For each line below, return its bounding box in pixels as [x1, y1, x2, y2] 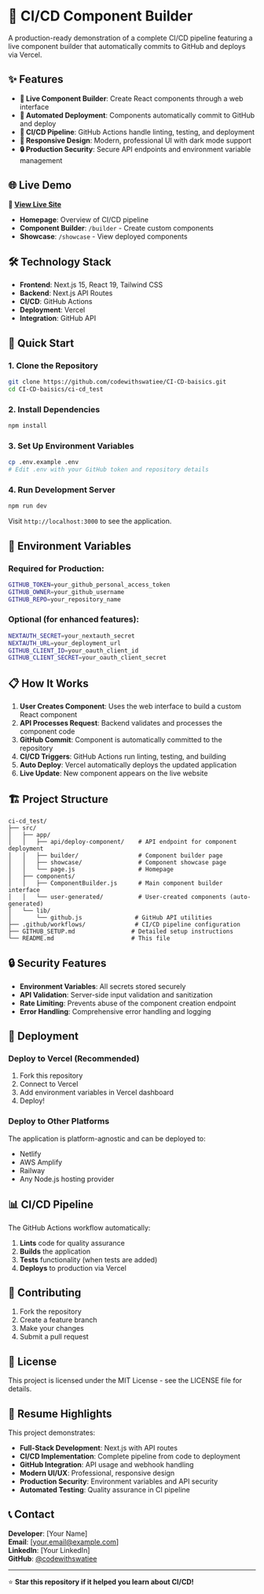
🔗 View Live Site [8, 199, 61, 209]
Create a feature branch [19, 1315, 97, 1325]
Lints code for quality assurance [19, 1238, 126, 1247]
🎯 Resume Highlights [8, 1406, 112, 1421]
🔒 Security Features [8, 957, 107, 970]
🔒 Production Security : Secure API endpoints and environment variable [19, 144, 251, 154]
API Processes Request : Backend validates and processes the [19, 719, 222, 728]
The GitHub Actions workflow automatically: [8, 1223, 151, 1232]
